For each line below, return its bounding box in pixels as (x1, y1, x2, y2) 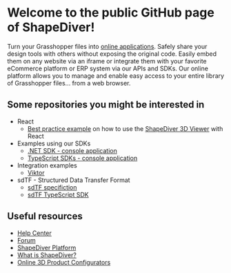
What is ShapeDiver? (17, 250, 77, 259)
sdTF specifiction (27, 183, 77, 191)
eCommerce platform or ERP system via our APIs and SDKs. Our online (7, 64, 209, 72)
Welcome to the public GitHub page (7, 5, 215, 21)
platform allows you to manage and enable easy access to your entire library (7, 71, 225, 80)
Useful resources (7, 210, 83, 222)
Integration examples (17, 161, 77, 170)
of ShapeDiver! (7, 19, 95, 35)
